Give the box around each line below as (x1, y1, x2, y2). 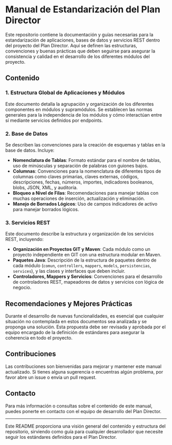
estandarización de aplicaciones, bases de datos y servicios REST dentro (5, 37, 160, 43)
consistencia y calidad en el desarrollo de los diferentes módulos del (5, 53, 150, 60)
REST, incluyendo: (5, 236, 44, 243)
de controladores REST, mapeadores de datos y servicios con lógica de (12, 279, 164, 285)
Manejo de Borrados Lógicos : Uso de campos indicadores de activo (12, 200, 158, 207)
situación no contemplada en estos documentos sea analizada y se (5, 319, 147, 325)
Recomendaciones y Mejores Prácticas (5, 299, 133, 308)
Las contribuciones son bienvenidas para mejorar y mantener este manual (5, 363, 162, 369)
